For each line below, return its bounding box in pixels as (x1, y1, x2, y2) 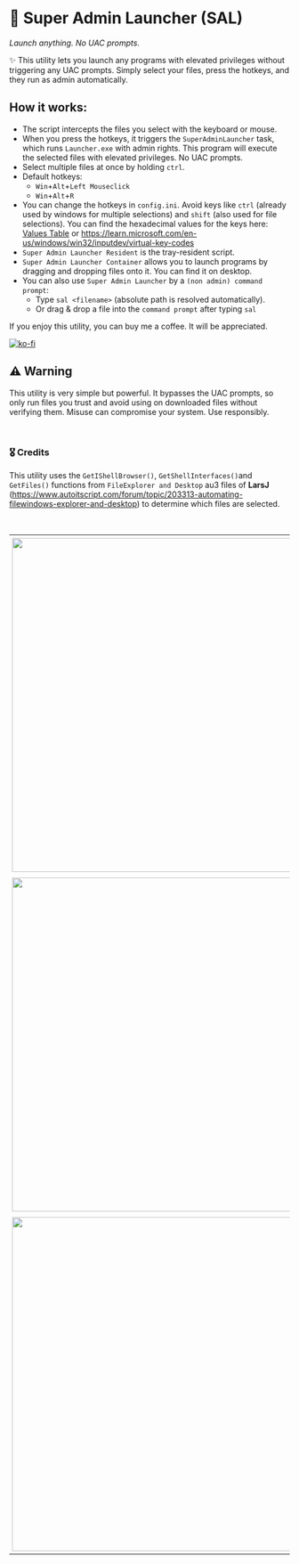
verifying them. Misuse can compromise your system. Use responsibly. (9, 406, 270, 417)
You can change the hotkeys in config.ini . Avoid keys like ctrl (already (21, 200, 287, 210)
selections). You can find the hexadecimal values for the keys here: (21, 218, 269, 229)
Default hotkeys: (21, 171, 83, 182)
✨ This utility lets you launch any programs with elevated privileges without (9, 54, 285, 65)
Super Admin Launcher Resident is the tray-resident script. (21, 247, 236, 257)
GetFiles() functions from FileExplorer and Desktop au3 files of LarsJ (9, 479, 270, 490)
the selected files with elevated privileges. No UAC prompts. (21, 151, 243, 163)
